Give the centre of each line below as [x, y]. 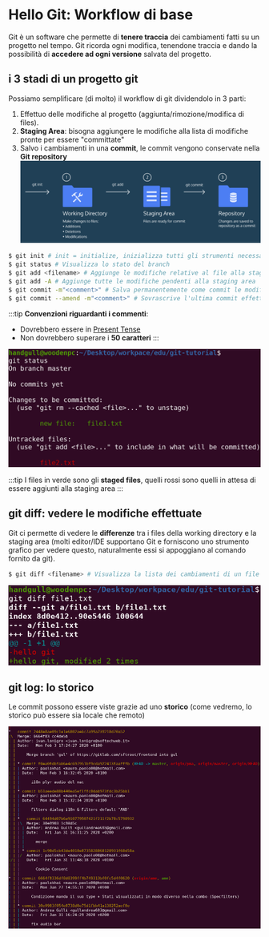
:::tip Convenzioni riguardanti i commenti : [78, 313]
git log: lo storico [51, 688]
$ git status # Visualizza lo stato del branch [89, 265]
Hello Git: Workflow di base [101, 15]
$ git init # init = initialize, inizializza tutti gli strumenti [121, 256]
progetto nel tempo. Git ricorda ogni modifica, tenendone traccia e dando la [133, 45]
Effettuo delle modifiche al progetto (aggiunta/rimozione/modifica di [132, 114]
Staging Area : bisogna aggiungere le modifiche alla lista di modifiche [134, 131]
